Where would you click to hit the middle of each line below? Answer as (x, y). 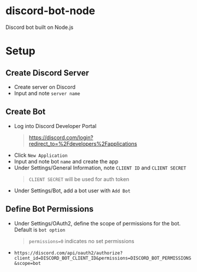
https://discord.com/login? (61, 137)
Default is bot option (40, 230)
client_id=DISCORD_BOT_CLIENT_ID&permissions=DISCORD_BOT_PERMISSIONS (103, 258)
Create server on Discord (45, 87)
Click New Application (41, 155)
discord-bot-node (50, 11)
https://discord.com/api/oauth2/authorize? (68, 253)
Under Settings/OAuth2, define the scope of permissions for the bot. (97, 223)
